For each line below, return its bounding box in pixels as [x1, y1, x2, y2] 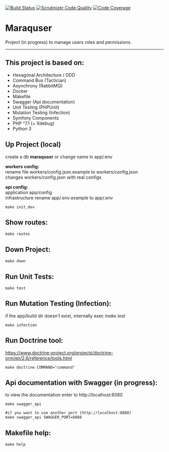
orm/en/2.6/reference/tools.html [5, 355, 72, 361]
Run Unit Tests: [5, 272, 54, 281]
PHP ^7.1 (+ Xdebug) [12, 120, 54, 126]
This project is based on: [5, 59, 84, 67]
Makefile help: [5, 428, 51, 437]
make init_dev [5, 205, 35, 210]
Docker [12, 88, 28, 94]
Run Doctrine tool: [5, 336, 63, 345]
